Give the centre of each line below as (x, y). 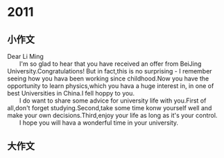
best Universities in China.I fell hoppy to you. (71, 93)
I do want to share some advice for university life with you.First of (113, 100)
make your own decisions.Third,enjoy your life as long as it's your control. (112, 115)
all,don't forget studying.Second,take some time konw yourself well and (110, 108)
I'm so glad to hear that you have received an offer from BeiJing (111, 64)
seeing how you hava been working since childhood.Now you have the (108, 78)
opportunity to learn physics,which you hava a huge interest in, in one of (111, 86)
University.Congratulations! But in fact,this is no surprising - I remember (110, 71)
